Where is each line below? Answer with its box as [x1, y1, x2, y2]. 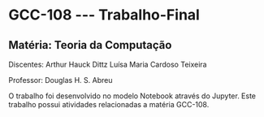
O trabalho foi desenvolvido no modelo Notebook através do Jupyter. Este [8, 91, 257, 101]
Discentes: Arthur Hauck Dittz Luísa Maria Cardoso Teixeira [8, 59, 207, 69]
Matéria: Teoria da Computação [8, 38, 172, 52]
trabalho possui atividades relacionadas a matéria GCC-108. [8, 100, 210, 109]
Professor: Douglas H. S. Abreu [8, 76, 113, 84]
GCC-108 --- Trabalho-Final [8, 6, 201, 24]
